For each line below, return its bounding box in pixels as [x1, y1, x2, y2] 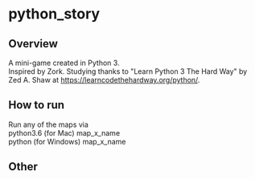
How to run [8, 98, 65, 112]
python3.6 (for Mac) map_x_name [8, 128, 121, 137]
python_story [8, 5, 101, 23]
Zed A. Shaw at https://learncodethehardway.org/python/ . [8, 75, 200, 84]
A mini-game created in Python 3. [8, 58, 120, 67]
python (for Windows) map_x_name [8, 136, 126, 146]
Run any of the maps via [8, 120, 88, 129]
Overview [8, 37, 59, 51]
